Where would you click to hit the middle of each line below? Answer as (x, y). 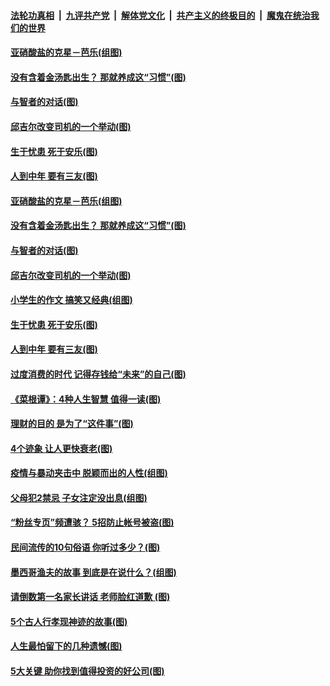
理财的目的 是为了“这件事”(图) (72, 424)
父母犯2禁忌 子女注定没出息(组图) (79, 497)
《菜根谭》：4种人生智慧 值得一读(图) (86, 399)
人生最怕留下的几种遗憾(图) (66, 646)
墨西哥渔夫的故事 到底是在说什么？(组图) (93, 572)
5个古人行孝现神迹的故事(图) (69, 621)
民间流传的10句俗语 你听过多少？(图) (85, 547)
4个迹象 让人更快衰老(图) (61, 448)
